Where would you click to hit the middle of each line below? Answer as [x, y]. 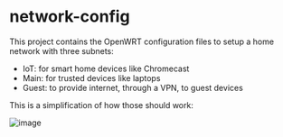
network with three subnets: [62, 50]
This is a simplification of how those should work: [102, 105]
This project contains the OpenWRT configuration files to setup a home [141, 41]
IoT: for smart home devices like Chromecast [106, 68]
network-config [70, 17]
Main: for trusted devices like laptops [91, 78]
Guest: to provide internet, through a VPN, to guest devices [133, 87]
